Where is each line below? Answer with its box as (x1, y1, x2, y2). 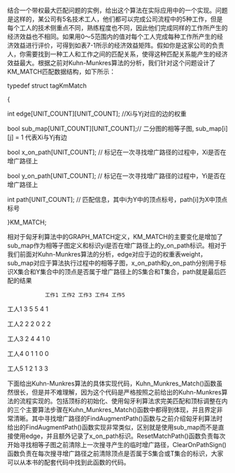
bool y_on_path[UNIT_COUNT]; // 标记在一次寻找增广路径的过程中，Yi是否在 (7, 172, 226, 180)
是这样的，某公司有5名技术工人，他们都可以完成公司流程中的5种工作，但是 (7, 15, 223, 23)
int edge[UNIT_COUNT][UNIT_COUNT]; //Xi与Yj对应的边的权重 (7, 109, 187, 118)
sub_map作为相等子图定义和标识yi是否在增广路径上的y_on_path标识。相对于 (7, 241, 227, 249)
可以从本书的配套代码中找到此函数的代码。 (7, 458, 130, 466)
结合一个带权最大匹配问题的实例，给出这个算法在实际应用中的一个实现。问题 (7, 6, 228, 14)
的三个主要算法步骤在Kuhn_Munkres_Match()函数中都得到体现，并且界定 (7, 406, 217, 413)
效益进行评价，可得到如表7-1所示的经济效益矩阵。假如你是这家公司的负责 (13, 41, 225, 49)
